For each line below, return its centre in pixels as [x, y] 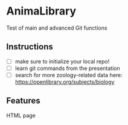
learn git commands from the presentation [67, 68]
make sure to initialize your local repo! [62, 61]
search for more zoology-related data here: [69, 75]
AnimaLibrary [41, 11]
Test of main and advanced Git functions [57, 28]
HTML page [21, 115]
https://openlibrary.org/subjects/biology [65, 82]
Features [23, 101]
